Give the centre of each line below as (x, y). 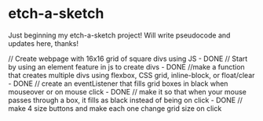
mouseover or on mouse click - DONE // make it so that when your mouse (128, 91)
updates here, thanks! (43, 43)
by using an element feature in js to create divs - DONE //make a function (126, 66)
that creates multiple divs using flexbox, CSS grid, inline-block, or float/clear (131, 75)
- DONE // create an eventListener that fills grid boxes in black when (118, 84)
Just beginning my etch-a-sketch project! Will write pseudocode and (119, 35)
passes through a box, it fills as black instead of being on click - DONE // (126, 100)
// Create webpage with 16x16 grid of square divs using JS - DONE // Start (128, 59)
